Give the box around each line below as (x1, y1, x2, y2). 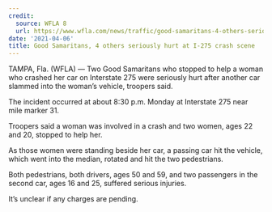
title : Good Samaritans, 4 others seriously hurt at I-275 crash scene (8, 42, 255, 50)
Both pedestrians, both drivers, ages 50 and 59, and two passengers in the (8, 170, 258, 180)
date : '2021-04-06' (8, 34, 74, 43)
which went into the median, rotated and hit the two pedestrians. (8, 155, 224, 164)
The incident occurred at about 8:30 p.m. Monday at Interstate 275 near (8, 97, 249, 107)
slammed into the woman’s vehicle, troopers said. (8, 82, 173, 91)
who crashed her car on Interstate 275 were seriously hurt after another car (8, 73, 261, 83)
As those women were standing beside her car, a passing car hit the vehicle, (8, 146, 263, 155)
